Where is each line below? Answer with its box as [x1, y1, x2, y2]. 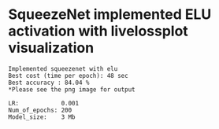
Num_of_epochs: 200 [8, 106, 72, 114]
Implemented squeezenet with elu [8, 64, 118, 72]
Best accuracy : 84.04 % [8, 79, 90, 87]
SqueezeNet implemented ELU [8, 6, 212, 24]
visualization [8, 39, 95, 57]
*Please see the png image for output [8, 85, 135, 94]
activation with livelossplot [8, 22, 189, 40]
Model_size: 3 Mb [8, 112, 76, 121]
